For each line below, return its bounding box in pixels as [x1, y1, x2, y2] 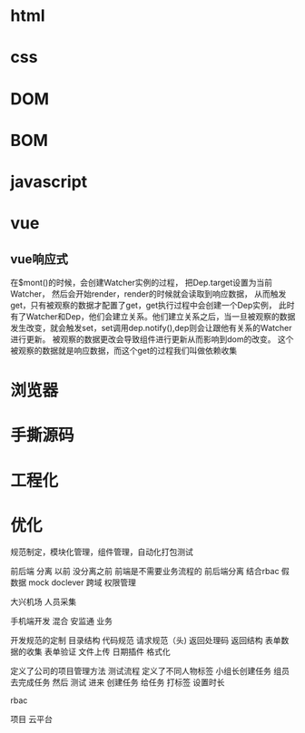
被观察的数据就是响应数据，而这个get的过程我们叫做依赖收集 [10, 345, 238, 356]
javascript [10, 171, 88, 191]
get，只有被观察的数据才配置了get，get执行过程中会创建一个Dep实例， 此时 [10, 299, 295, 310]
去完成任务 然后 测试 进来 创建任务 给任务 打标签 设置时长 [10, 677, 225, 688]
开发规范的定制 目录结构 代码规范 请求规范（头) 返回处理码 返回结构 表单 [10, 635, 281, 646]
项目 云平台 [10, 714, 53, 725]
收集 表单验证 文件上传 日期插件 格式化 [25, 646, 171, 658]
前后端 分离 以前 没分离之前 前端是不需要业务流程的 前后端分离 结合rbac [10, 566, 280, 577]
